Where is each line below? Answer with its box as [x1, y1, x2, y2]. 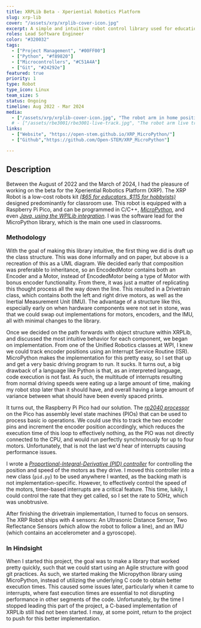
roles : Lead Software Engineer [6, 31, 84, 37]
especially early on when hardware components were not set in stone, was [6, 304, 191, 312]
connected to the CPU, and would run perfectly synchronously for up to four [6, 436, 194, 443]
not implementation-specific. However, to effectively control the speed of [6, 479, 187, 486]
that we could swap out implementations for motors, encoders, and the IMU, [6, 310, 194, 318]
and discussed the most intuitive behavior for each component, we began [6, 335, 188, 342]
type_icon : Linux [6, 87, 50, 93]
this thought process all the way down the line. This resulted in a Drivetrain [6, 285, 190, 292]
